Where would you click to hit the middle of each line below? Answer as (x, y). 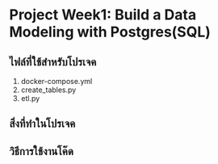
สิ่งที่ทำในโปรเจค (42, 124)
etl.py (30, 98)
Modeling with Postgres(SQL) (110, 32)
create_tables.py (48, 90)
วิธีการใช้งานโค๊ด (41, 151)
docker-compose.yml (57, 81)
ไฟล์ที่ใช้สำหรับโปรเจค (53, 62)
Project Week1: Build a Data (103, 15)
